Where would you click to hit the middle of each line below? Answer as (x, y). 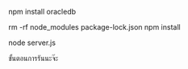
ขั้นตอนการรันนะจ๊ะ (33, 58)
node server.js (32, 43)
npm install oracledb (42, 12)
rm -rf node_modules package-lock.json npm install (94, 27)
